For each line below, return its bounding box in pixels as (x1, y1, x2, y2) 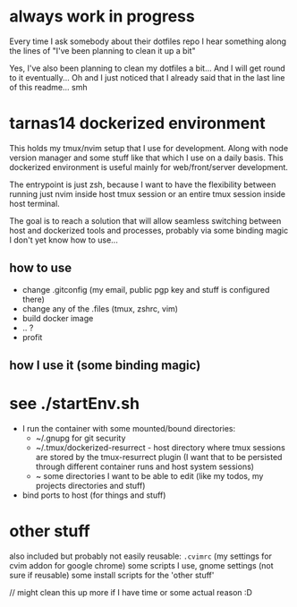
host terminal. (9, 198, 60, 209)
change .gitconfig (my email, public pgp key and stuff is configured (21, 284, 270, 295)
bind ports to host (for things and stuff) (21, 490, 166, 500)
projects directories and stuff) (35, 481, 146, 492)
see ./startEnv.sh (9, 394, 140, 414)
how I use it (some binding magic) (9, 358, 201, 373)
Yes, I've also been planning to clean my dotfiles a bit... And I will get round (9, 63, 286, 73)
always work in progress (9, 6, 195, 27)
